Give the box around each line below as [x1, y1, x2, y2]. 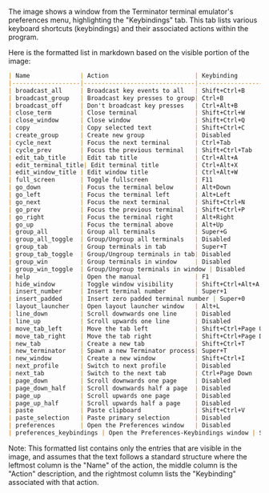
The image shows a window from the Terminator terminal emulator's [8, 7, 234, 16]
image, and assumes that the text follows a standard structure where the [8, 451, 247, 461]
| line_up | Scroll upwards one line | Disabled [8, 317, 231, 325]
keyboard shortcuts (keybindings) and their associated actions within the [8, 24, 249, 33]
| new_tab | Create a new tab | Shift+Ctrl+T [8, 339, 246, 347]
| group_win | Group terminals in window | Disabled [8, 258, 231, 266]
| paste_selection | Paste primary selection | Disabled [8, 414, 231, 423]
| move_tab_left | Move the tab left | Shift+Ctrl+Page [8, 324, 256, 333]
